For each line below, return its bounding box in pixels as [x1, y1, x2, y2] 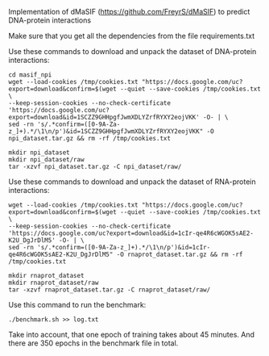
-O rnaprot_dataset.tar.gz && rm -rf [116, 250, 243, 258]
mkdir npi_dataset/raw [8, 156, 85, 164]
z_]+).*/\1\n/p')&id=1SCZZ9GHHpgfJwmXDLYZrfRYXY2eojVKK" [8, 128, 204, 136]
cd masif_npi [8, 71, 52, 79]
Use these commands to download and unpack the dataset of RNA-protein [8, 177, 256, 186]
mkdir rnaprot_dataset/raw [8, 279, 99, 287]
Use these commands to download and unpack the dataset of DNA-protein [8, 47, 257, 56]
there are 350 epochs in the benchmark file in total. [8, 338, 179, 348]
